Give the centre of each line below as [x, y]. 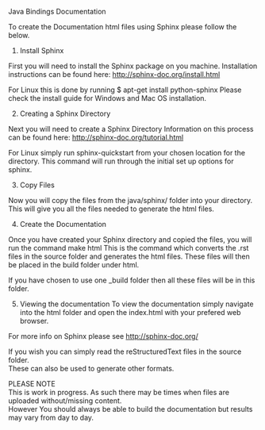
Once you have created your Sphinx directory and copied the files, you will [130, 240]
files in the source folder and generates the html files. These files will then [129, 256]
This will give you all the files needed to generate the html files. [111, 209]
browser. [34, 321]
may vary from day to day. [51, 417]
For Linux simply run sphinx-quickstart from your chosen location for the [127, 153]
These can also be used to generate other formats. [91, 369]
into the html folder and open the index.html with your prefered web [130, 312]
